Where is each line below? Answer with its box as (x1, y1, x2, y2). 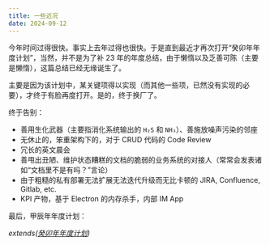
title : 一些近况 (8, 11, 58, 20)
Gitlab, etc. (19, 184, 57, 194)
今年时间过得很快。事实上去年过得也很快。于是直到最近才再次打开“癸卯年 (8, 42, 254, 53)
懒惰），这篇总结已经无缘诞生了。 (15, 62, 126, 73)
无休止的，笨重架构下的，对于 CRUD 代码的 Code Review (19, 134, 212, 144)
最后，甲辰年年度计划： (8, 211, 87, 221)
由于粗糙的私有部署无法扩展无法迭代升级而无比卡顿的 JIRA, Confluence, (19, 175, 261, 184)
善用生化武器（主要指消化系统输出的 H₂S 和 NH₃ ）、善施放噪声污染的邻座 (19, 125, 258, 134)
